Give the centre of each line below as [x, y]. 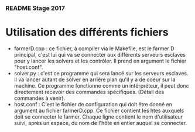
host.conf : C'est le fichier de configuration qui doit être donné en [93, 104]
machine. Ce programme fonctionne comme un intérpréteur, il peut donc [101, 85]
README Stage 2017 [35, 8]
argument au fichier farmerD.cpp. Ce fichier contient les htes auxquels [99, 110]
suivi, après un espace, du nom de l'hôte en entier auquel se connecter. [100, 123]
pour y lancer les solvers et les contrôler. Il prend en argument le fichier [100, 61]
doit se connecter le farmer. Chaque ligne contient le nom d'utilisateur [98, 117]
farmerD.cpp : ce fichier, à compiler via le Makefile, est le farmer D [94, 48]
